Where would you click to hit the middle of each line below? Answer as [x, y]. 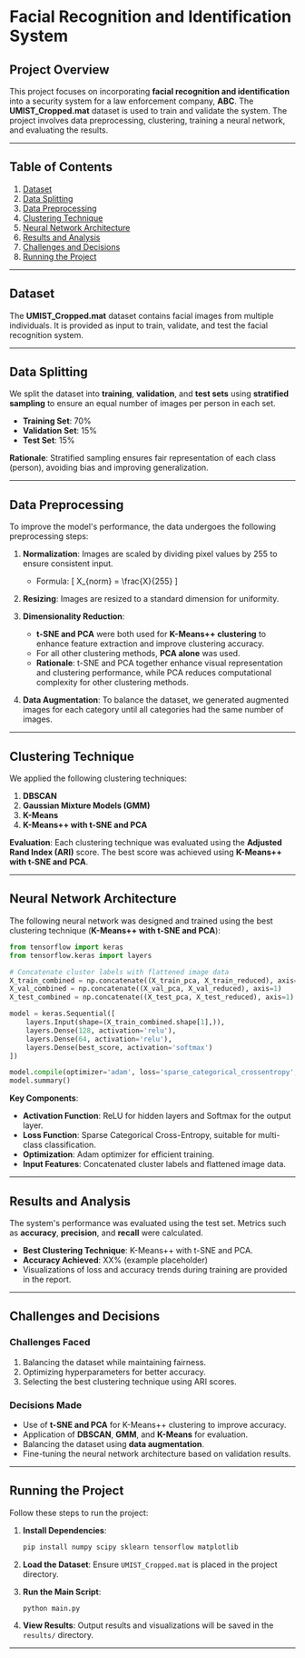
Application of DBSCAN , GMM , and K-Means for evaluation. [135, 1434]
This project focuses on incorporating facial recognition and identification [150, 91]
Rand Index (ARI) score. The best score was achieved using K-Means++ [146, 853]
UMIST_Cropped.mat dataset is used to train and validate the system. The [148, 110]
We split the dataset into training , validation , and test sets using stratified [149, 394]
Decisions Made [46, 1404]
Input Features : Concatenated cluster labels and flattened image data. [154, 1164]
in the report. [47, 1279]
